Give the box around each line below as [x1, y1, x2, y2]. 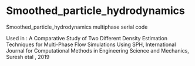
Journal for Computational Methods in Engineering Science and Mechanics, [6, 47, 190, 54]
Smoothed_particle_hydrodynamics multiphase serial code [6, 23, 148, 30]
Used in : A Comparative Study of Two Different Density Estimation [6, 34, 167, 41]
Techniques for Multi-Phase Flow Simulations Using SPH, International [6, 41, 176, 48]
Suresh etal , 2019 [6, 53, 50, 60]
